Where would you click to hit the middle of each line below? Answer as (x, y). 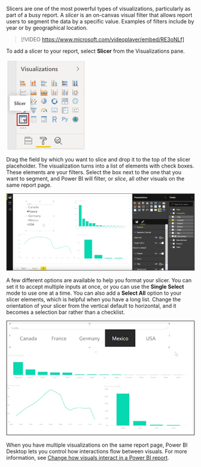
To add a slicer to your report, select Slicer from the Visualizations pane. (96, 51)
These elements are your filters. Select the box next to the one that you (94, 172)
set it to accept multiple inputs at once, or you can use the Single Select (95, 287)
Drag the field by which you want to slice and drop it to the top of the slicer (98, 159)
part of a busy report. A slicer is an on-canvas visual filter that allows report (99, 15)
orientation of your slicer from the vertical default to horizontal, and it (91, 306)
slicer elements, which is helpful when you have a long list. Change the (94, 300)
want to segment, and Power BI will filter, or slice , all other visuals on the (95, 179)
